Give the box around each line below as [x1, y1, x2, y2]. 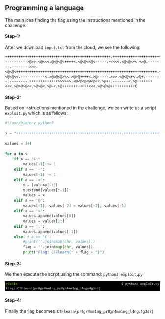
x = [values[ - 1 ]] [23, 183, 58, 187]
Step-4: [5, 297, 22, 303]
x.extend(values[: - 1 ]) [23, 187, 69, 193]
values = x [23, 193, 45, 198]
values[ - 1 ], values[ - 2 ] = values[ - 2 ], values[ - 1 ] [23, 203, 126, 208]
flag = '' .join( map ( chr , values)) [23, 245, 93, 250]
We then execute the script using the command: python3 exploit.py [5, 271, 143, 277]
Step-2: [5, 94, 21, 100]
